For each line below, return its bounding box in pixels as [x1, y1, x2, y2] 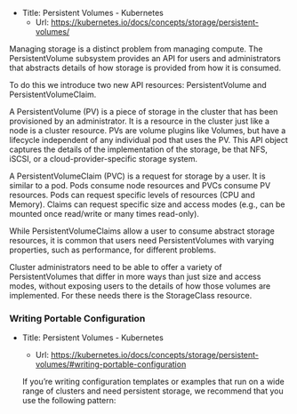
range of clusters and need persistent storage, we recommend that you [21, 386, 284, 396]
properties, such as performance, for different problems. [9, 244, 216, 255]
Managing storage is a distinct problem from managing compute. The [9, 44, 263, 54]
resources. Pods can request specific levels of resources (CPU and [9, 190, 255, 200]
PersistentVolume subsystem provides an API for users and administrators [9, 53, 282, 63]
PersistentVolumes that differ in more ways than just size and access [9, 271, 261, 282]
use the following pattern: [21, 395, 116, 406]
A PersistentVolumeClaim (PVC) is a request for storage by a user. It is [9, 171, 266, 181]
